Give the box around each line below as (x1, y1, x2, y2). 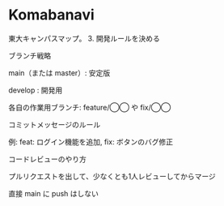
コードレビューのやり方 (8, 154, 87, 164)
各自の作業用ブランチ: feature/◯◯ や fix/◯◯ (8, 102, 171, 112)
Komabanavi (8, 6, 95, 24)
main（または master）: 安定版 (8, 67, 111, 78)
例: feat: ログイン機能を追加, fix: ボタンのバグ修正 (8, 136, 174, 147)
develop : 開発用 (8, 85, 63, 95)
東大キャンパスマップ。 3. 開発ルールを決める (8, 33, 160, 43)
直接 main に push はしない (8, 188, 99, 198)
